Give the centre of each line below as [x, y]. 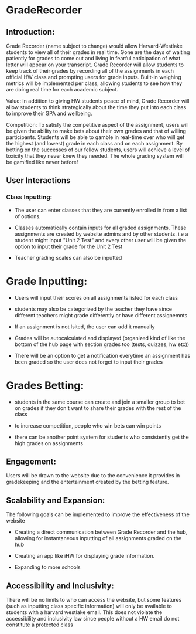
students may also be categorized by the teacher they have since [93, 309]
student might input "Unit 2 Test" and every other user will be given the [100, 240]
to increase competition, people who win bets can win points [88, 425]
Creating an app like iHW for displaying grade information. [85, 556]
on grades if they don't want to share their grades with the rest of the [98, 408]
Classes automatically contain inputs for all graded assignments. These [100, 228]
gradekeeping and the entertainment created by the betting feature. [87, 482]
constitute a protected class [39, 625]
